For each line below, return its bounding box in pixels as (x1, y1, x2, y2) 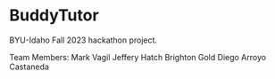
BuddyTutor (9, 5, 100, 26)
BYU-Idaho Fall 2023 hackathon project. (9, 35, 158, 45)
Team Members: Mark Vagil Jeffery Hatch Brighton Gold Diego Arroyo (9, 51, 266, 62)
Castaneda (9, 61, 49, 72)
